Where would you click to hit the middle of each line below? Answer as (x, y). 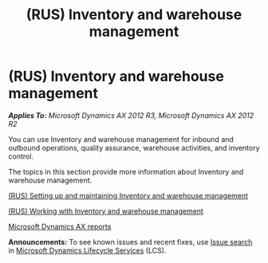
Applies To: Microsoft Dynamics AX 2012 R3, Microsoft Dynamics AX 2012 (131, 115)
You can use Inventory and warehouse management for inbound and (121, 139)
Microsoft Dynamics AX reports (60, 226)
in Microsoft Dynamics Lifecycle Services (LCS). (87, 250)
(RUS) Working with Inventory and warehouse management (106, 211)
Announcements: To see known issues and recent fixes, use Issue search (130, 241)
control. (21, 156)
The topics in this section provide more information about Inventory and (126, 171)
